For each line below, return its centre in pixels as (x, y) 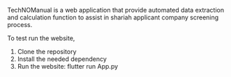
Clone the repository (47, 52)
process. (20, 25)
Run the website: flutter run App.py (68, 66)
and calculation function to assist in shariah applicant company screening (113, 17)
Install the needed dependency (62, 59)
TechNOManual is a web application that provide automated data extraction (116, 10)
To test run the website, (41, 38)
